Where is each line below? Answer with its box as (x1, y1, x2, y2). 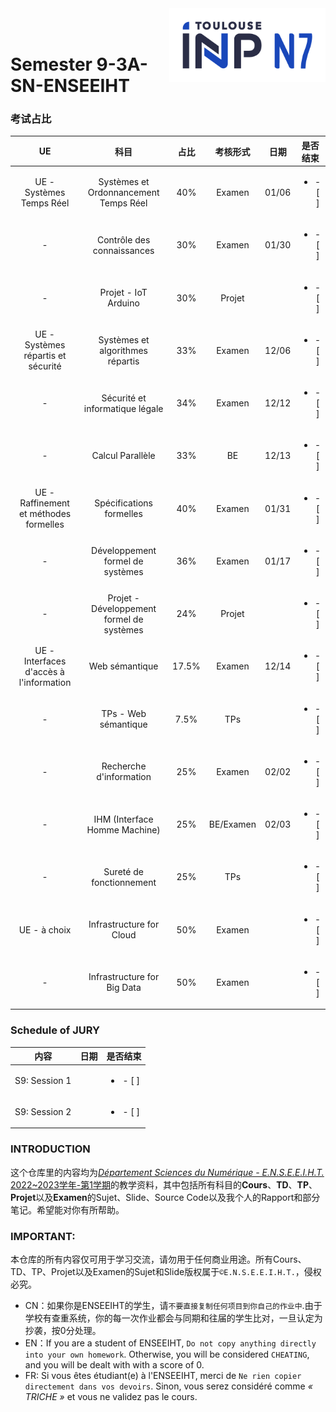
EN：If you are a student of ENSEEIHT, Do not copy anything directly (24, 1337, 317, 1349)
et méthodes (18, 508, 72, 520)
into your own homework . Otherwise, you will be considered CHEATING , (24, 1348, 310, 1360)
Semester (10, 53, 93, 76)
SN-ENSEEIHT (10, 75, 130, 97)
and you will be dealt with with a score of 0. (24, 1358, 205, 1371)
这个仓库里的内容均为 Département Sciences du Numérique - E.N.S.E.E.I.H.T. (10, 1166, 325, 1178)
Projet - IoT (99, 287, 148, 299)
